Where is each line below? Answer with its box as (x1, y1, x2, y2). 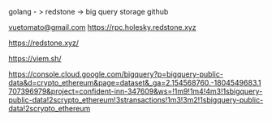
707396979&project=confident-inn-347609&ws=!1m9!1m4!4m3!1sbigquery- (8, 86, 263, 96)
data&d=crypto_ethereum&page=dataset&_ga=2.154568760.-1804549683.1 (8, 78, 261, 87)
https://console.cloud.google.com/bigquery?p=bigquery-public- (8, 69, 223, 79)
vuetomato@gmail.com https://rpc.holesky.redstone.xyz (8, 23, 196, 31)
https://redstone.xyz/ (8, 38, 80, 48)
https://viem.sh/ (8, 54, 62, 63)
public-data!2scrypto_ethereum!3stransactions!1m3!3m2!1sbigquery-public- (8, 95, 264, 104)
